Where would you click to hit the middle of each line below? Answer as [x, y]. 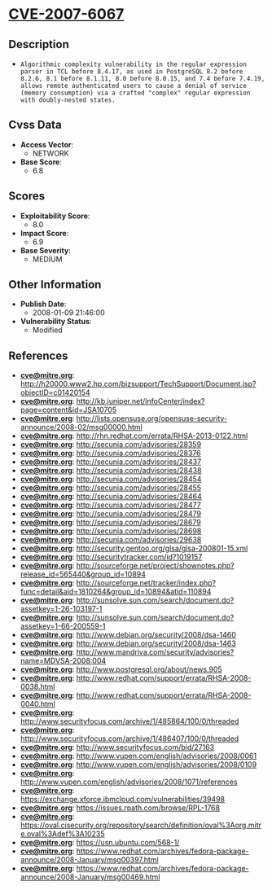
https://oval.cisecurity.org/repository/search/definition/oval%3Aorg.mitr [141, 825]
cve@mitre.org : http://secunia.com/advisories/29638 [111, 540]
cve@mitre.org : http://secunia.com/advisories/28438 [111, 471]
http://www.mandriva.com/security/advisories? [155, 652]
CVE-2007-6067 [66, 14]
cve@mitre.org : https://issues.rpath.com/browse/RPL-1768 [120, 808]
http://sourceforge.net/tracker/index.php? [146, 583]
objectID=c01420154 [55, 392]
